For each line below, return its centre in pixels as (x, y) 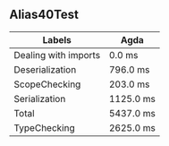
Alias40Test (44, 15)
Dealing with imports (57, 55)
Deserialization (45, 69)
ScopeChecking (47, 84)
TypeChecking (44, 127)
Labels (57, 39)
